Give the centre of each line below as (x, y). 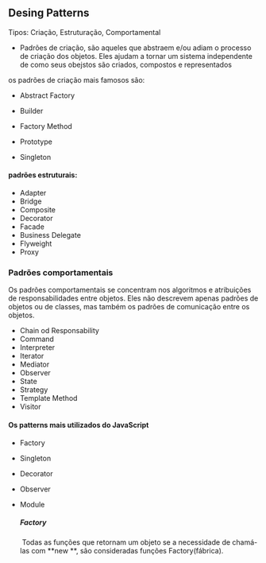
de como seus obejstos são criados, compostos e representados (126, 64)
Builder (31, 111)
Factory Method (46, 126)
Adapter (33, 193)
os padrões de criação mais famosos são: (77, 80)
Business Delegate (50, 235)
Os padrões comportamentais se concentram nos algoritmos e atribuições (130, 290)
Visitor (30, 407)
